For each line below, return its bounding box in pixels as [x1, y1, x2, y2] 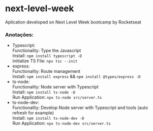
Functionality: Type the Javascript [12, 47, 81, 54]
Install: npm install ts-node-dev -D [12, 115, 85, 121]
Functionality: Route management [12, 68, 81, 74]
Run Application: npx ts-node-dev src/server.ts [12, 120, 111, 126]
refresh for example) [12, 110, 54, 116]
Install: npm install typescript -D [12, 53, 82, 59]
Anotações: [5, 31, 34, 38]
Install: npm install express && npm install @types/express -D [12, 74, 141, 80]
